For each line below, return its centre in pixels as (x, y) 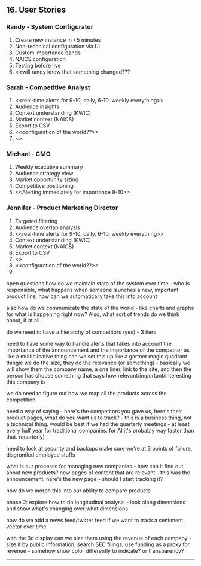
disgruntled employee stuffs (41, 455)
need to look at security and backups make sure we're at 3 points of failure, (99, 448)
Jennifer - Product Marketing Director (62, 208)
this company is (26, 382)
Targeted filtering (36, 221)
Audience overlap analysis (47, 227)
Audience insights (37, 106)
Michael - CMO (28, 154)
